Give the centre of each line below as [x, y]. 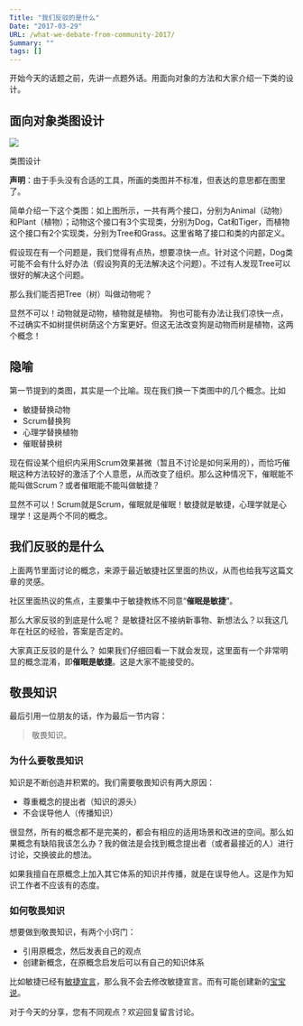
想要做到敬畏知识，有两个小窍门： [73, 931]
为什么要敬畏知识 [46, 761]
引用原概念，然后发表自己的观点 [82, 951]
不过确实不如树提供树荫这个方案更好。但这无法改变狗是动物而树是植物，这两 [151, 324]
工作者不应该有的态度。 [60, 884]
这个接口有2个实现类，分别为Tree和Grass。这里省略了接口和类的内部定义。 [150, 233]
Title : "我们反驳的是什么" [55, 18]
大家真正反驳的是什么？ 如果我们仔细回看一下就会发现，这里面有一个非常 [145, 650]
